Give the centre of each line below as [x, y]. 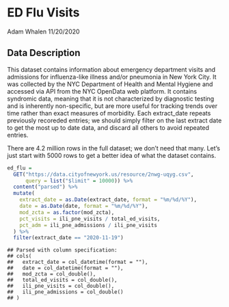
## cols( [19, 256]
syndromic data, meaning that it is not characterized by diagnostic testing [111, 98]
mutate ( [24, 193]
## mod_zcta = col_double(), [52, 274]
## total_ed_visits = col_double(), [62, 280]
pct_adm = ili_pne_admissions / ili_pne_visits [88, 225]
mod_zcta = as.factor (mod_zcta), [67, 212]
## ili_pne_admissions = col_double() [66, 292]
